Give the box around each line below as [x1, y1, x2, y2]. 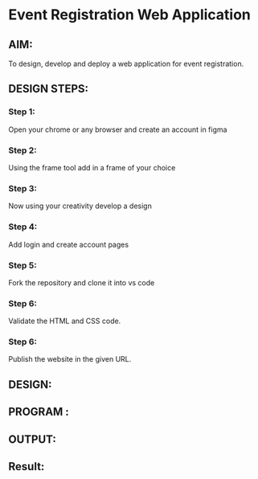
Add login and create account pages [8, 239, 129, 249]
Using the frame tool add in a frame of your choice [8, 162, 176, 172]
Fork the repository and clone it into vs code [8, 277, 155, 287]
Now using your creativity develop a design [8, 201, 153, 211]
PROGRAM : [8, 405, 70, 419]
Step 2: [8, 145, 38, 156]
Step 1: [8, 106, 35, 117]
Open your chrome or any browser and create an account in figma [8, 125, 227, 134]
